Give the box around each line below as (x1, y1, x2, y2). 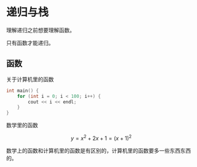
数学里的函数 (6, 121, 38, 129)
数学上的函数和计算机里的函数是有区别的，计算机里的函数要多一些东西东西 (6, 147, 191, 154)
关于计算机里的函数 (6, 76, 54, 83)
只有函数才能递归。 (6, 39, 54, 46)
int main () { (6, 88, 39, 94)
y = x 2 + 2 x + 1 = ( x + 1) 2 (70, 133, 132, 142)
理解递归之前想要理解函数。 (6, 26, 75, 34)
